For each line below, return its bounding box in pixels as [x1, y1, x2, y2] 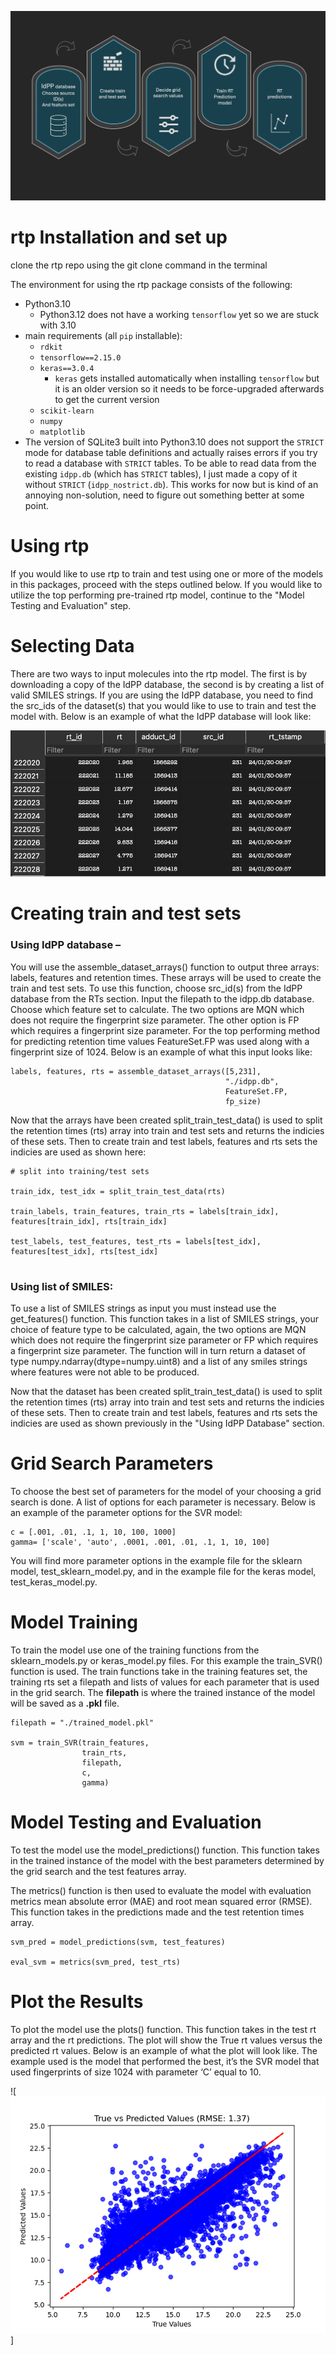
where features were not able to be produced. [10, 1366, 200, 1378]
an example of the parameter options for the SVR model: [10, 1506, 243, 1518]
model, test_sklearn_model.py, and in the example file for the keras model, [10, 1565, 317, 1577]
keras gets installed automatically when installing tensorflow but [54, 372, 320, 384]
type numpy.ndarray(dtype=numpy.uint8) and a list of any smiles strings [10, 1356, 308, 1368]
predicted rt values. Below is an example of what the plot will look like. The [10, 2044, 318, 2056]
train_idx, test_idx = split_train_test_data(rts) [10, 1186, 226, 1196]
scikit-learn [39, 406, 95, 416]
